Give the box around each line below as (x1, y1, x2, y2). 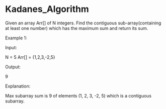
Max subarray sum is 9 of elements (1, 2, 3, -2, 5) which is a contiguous (5, 93, 152, 99)
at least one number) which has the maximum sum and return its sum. (5, 25, 148, 31)
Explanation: (5, 83, 31, 89)
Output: (5, 64, 21, 70)
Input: (5, 44, 17, 50)
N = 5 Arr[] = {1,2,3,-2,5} (5, 54, 56, 60)
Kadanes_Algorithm (5, 3, 89, 15)
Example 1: (5, 35, 27, 41)
